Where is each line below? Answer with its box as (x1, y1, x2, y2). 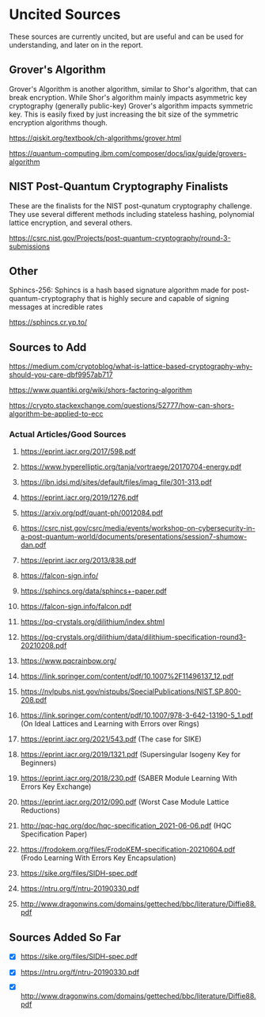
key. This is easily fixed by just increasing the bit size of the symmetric (9, 109, 239, 119)
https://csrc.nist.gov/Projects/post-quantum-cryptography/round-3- (9, 233, 232, 242)
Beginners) (20, 758, 57, 768)
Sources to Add (9, 341, 87, 354)
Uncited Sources (9, 6, 121, 24)
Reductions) (20, 806, 60, 815)
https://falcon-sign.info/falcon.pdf (20, 602, 132, 611)
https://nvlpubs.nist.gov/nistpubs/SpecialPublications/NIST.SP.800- (20, 687, 242, 696)
